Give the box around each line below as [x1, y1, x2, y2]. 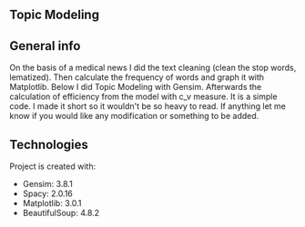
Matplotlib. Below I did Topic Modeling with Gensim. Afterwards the [9, 82, 262, 93]
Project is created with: [9, 161, 97, 172]
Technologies [9, 136, 89, 153]
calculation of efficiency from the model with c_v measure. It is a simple [9, 91, 278, 103]
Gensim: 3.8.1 [22, 179, 73, 190]
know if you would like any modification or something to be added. [9, 111, 259, 122]
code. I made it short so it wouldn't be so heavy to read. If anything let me [9, 101, 287, 112]
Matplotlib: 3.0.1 [22, 198, 82, 209]
